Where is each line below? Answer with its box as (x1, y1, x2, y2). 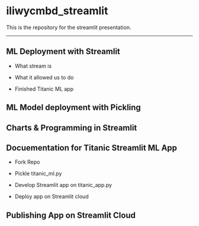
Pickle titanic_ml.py (14, 170, 62, 177)
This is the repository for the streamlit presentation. (6, 24, 131, 31)
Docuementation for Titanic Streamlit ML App (6, 142, 178, 152)
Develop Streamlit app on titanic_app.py (14, 182, 113, 189)
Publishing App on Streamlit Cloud (6, 210, 136, 220)
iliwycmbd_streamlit (6, 4, 108, 18)
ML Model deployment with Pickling (6, 103, 141, 113)
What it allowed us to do (14, 74, 74, 81)
